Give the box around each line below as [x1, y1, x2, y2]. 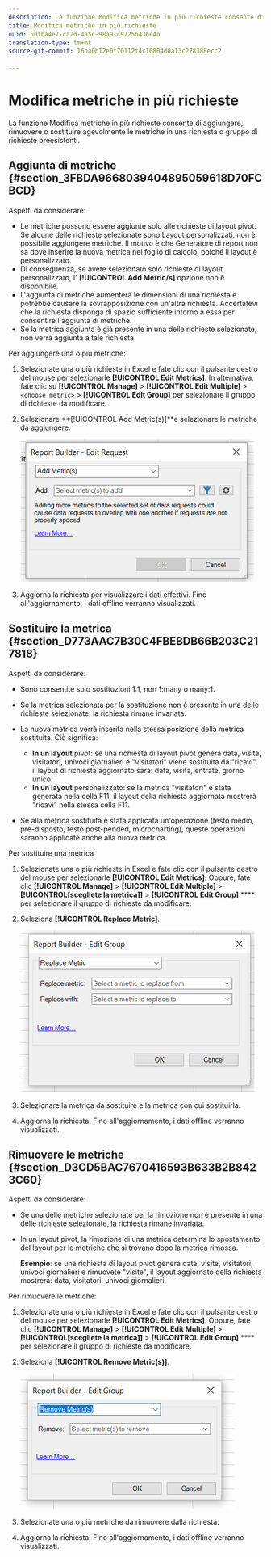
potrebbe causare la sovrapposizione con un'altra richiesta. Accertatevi [19, 298, 258, 308]
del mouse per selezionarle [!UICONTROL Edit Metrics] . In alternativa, [19, 372, 254, 382]
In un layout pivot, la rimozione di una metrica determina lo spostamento [19, 1235, 261, 1244]
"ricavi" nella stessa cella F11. [31, 800, 131, 810]
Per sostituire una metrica [8, 848, 94, 858]
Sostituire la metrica [8, 622, 113, 636]
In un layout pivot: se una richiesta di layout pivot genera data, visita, [31, 748, 262, 758]
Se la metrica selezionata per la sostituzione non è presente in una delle [19, 700, 260, 709]
